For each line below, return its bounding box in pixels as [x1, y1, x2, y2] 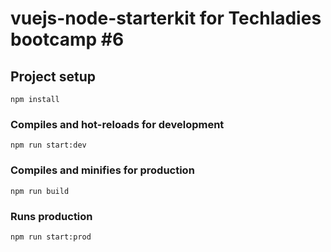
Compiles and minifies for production [10, 163, 195, 177]
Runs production [10, 209, 93, 223]
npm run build [10, 186, 70, 196]
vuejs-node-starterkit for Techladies [10, 7, 322, 30]
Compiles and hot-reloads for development [10, 117, 225, 131]
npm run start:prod [10, 232, 92, 242]
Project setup [10, 68, 97, 85]
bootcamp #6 [10, 28, 125, 51]
